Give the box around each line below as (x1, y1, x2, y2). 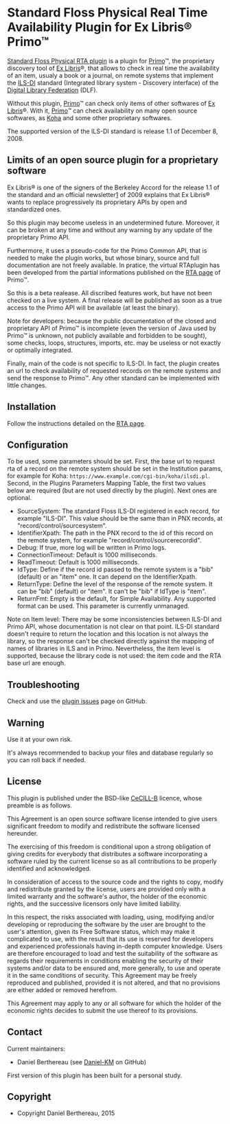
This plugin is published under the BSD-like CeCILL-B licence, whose (7, 794, 203, 802)
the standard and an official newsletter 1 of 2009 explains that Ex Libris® (7, 190, 210, 198)
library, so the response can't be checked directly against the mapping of (7, 637, 215, 645)
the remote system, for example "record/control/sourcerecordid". (16, 536, 202, 544)
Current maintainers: (7, 1044, 65, 1053)
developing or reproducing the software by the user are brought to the (7, 920, 206, 928)
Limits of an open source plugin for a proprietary (7, 154, 218, 166)
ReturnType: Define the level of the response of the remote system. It (16, 580, 213, 588)
